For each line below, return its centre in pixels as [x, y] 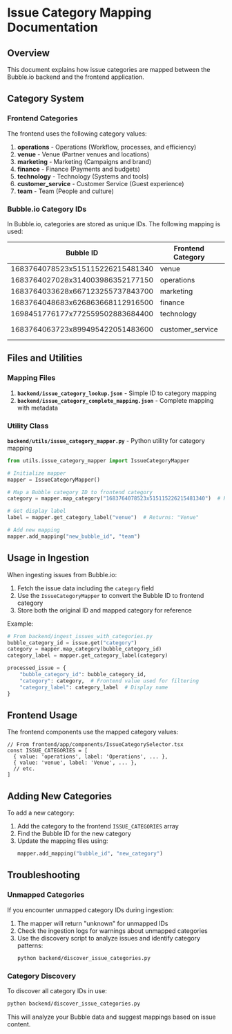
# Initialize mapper [37, 473]
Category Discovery [41, 976]
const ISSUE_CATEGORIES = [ [48, 751]
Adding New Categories [60, 796]
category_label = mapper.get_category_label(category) [88, 655]
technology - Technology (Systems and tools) [83, 176]
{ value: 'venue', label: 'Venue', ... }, [75, 763]
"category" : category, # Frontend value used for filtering [109, 681]
